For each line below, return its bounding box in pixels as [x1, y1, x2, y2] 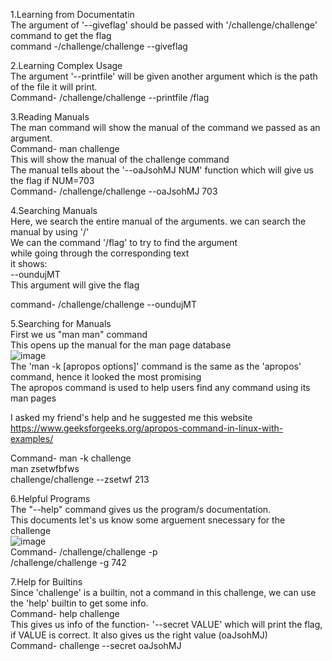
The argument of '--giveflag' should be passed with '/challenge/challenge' [10, 19, 318, 31]
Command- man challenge [10, 143, 120, 154]
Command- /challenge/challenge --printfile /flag [10, 92, 210, 103]
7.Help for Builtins [10, 576, 83, 588]
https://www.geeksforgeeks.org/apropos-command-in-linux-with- [10, 422, 284, 434]
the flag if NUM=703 [10, 175, 95, 186]
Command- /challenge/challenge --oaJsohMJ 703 [10, 185, 218, 197]
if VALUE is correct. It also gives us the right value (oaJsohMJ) [10, 629, 268, 641]
